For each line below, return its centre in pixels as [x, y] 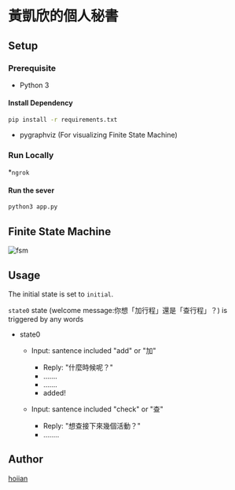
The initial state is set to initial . [61, 294]
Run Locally [31, 155]
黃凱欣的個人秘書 [64, 16]
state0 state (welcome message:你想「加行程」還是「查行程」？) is [118, 310]
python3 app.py [33, 207]
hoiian [18, 478]
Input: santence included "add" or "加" [94, 350]
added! [55, 392]
